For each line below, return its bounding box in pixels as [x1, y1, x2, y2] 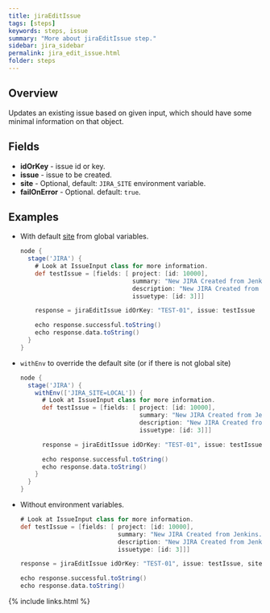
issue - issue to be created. [19, 170, 113, 180]
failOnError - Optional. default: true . [19, 187, 141, 197]
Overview [8, 86, 59, 101]
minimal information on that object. [8, 116, 124, 126]
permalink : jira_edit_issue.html [8, 49, 121, 57]
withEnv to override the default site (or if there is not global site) [19, 358, 231, 367]
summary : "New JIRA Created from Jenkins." [118, 530, 266, 538]
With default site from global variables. [19, 231, 149, 242]
